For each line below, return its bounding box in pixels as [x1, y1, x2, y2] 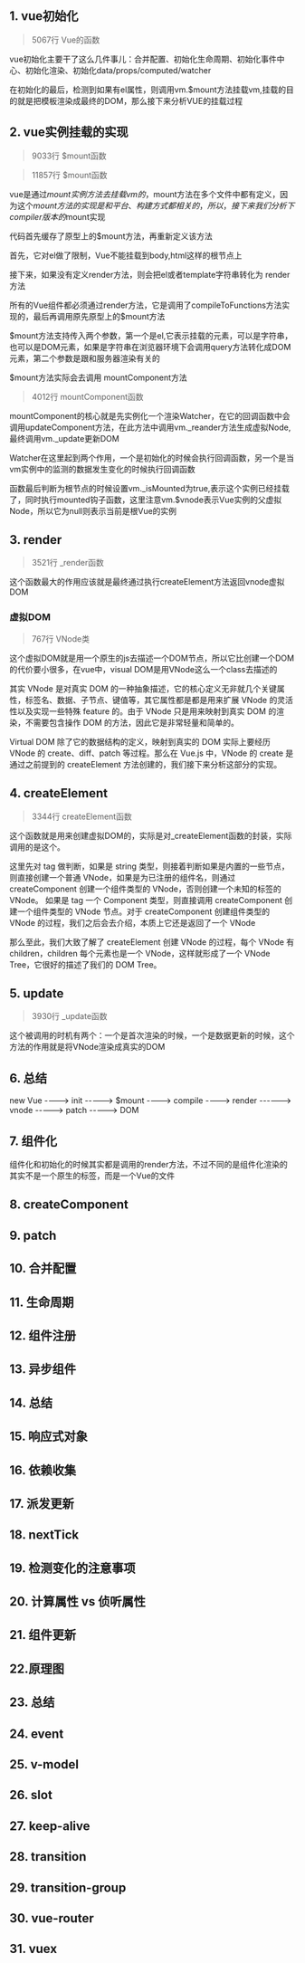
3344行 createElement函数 [31, 811, 133, 822]
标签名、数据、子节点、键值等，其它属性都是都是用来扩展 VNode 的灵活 [24, 694, 294, 705]
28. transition [9, 1849, 87, 1864]
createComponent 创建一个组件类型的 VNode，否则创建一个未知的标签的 [9, 883, 282, 894]
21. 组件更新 [9, 1627, 77, 1643]
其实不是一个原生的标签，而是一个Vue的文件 [9, 1170, 176, 1181]
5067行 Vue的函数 [31, 34, 100, 45]
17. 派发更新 [9, 1496, 74, 1511]
